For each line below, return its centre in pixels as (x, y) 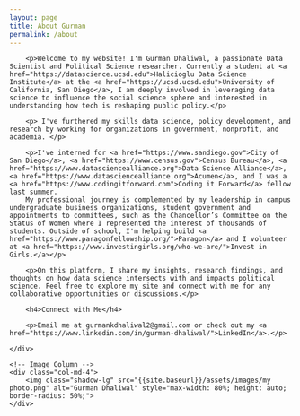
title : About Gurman (48, 26)
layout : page (34, 17)
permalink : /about (44, 34)
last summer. (34, 192)
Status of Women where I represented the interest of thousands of (138, 224)
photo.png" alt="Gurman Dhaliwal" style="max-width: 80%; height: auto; (148, 388)
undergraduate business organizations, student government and (130, 208)
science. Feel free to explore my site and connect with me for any (140, 286)
